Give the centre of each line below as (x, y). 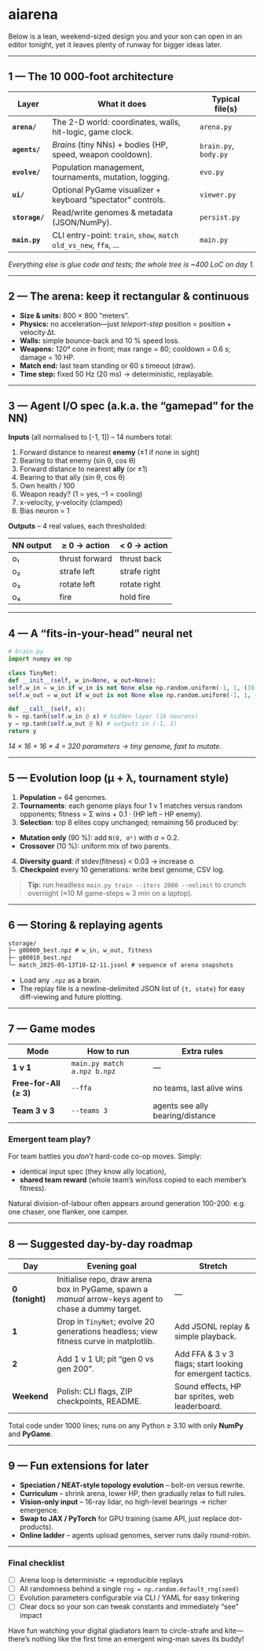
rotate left (77, 584)
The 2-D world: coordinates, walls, (116, 122)
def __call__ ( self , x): (47, 709)
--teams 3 (90, 1110)
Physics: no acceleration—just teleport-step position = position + (125, 323)
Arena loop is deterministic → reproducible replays (101, 1580)
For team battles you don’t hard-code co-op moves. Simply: (105, 1156)
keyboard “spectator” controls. (109, 200)
